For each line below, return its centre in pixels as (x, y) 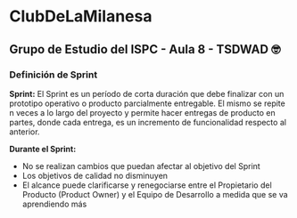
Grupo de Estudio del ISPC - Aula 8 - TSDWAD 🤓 (145, 49)
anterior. (25, 132)
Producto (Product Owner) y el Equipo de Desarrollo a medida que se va (155, 194)
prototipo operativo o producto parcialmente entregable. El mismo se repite (147, 103)
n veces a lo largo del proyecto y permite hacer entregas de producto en (142, 112)
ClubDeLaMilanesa (81, 16)
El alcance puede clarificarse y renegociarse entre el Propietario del (147, 185)
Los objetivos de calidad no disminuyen (95, 175)
